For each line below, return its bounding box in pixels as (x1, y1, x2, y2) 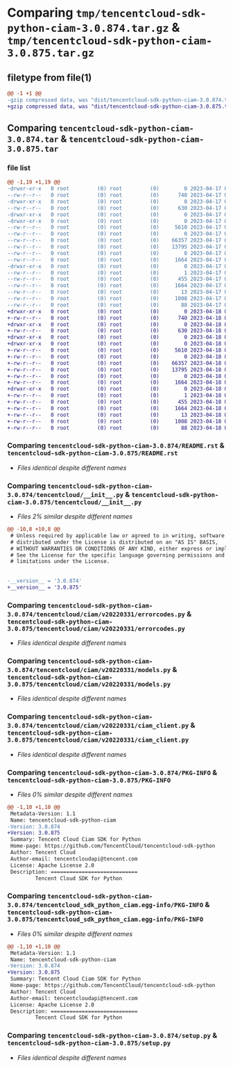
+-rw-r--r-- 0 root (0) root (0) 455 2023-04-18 (7, 398, 222, 406)
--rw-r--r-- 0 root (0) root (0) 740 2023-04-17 (7, 192, 222, 199)
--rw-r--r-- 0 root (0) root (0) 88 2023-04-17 (7, 301, 222, 309)
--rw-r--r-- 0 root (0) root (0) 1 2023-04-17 (7, 269, 222, 276)
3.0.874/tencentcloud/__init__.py (7, 491, 123, 498)
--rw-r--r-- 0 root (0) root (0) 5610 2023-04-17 (7, 224, 222, 231)
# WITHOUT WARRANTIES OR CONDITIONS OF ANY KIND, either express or (10, 545, 213, 552)
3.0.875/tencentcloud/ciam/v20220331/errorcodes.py (7, 624, 186, 633)
